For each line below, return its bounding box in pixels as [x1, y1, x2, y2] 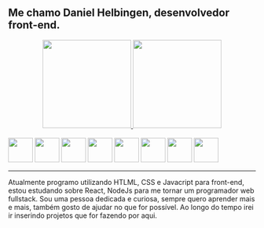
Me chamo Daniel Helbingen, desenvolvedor [8, 6, 230, 20]
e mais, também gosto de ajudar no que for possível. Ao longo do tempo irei [8, 202, 254, 212]
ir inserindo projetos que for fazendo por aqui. [8, 211, 157, 220]
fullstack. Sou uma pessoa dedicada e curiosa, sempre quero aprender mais [8, 194, 255, 203]
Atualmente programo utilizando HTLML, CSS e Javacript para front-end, [8, 177, 245, 186]
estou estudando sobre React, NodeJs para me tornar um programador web [8, 186, 255, 195]
